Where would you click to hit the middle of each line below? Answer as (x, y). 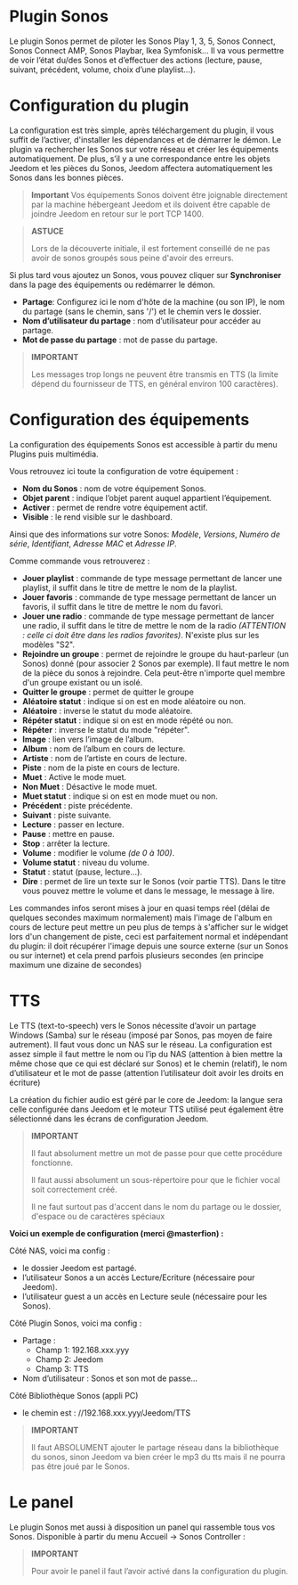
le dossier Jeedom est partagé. (79, 1268)
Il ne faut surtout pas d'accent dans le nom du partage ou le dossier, (156, 1206)
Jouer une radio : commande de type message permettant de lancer (148, 616)
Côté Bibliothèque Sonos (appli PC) (74, 1395)
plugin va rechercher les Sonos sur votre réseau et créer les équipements (144, 149)
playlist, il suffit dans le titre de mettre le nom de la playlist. (129, 587)
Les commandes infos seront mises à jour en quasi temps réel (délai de (140, 907)
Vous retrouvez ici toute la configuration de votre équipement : (124, 471)
